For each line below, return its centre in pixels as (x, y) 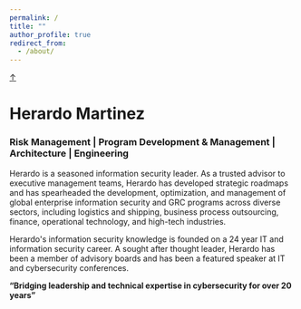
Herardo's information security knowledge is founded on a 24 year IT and (146, 239)
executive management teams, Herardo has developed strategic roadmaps (149, 183)
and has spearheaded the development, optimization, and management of (148, 192)
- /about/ (36, 52)
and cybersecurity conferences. (69, 267)
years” (23, 295)
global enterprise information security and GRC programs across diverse (145, 202)
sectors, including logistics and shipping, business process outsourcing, (144, 212)
